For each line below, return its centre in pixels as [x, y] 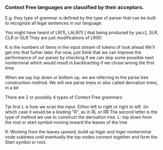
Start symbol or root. [26, 142]
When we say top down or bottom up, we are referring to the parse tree [77, 78]
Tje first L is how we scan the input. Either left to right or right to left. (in [77, 107]
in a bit [12, 88]
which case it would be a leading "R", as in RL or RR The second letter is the [81, 112]
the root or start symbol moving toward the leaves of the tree [66, 122]
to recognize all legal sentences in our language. [54, 23]
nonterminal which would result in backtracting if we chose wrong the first [80, 63]
